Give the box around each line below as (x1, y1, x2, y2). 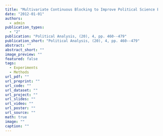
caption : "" (5, 123, 29, 128)
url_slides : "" (5, 97, 36, 102)
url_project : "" (5, 92, 38, 97)
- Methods (9, 70, 29, 75)
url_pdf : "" (5, 74, 29, 79)
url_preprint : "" (5, 79, 40, 83)
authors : (5, 16, 23, 21)
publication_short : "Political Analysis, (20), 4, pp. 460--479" (5, 39, 140, 43)
